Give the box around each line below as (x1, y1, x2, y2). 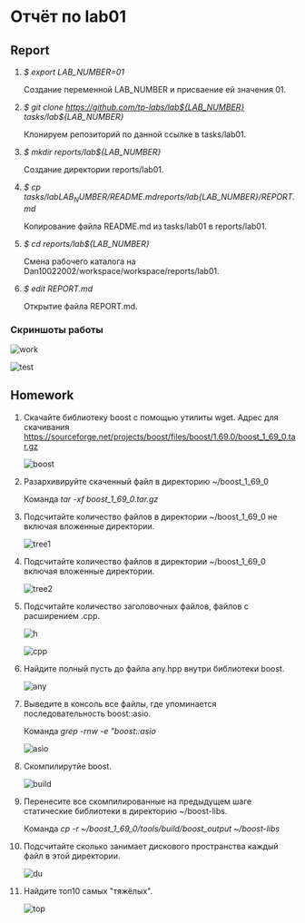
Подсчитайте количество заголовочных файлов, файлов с (23, 601, 249, 612)
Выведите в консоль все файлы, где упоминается (23, 698, 217, 709)
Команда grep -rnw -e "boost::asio (23, 725, 157, 736)
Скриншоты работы (10, 323, 103, 336)
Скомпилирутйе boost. (23, 761, 113, 771)
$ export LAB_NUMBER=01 (23, 66, 125, 77)
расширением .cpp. (23, 610, 101, 621)
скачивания (23, 421, 70, 432)
